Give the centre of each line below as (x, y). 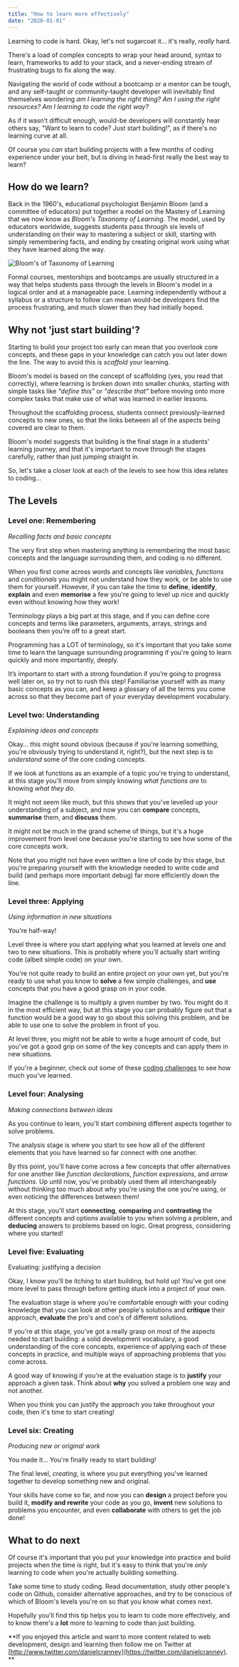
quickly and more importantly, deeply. (63, 660)
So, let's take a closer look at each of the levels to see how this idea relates (118, 471)
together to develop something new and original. (79, 1482)
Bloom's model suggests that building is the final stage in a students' (109, 442)
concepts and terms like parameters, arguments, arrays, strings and (107, 623)
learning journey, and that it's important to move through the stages (107, 449)
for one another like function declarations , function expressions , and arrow (118, 1173)
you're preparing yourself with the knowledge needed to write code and (113, 868)
